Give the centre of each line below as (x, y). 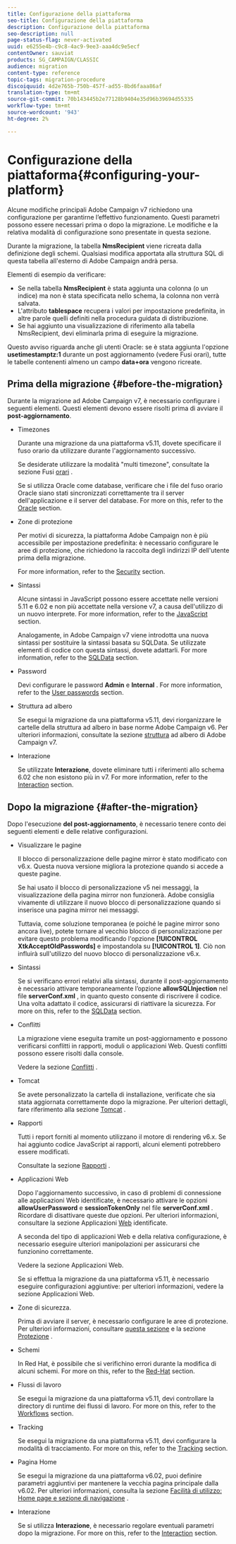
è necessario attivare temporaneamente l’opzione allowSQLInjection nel (122, 988)
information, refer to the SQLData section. (78, 658)
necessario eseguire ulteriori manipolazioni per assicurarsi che (108, 1244)
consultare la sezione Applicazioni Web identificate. (92, 1223)
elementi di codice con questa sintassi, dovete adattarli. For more (112, 650)
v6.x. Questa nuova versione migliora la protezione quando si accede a (120, 866)
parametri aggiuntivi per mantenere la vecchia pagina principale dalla (118, 1483)
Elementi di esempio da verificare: (57, 274)
